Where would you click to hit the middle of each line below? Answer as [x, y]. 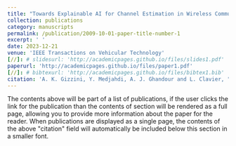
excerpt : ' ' [26, 40]
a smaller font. [28, 136]
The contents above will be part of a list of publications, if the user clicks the [118, 99]
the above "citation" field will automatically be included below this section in [117, 129]
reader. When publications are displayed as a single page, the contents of [114, 121]
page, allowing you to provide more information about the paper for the [110, 114]
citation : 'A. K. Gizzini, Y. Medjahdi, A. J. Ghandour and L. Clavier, [116, 79]
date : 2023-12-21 [33, 46]
